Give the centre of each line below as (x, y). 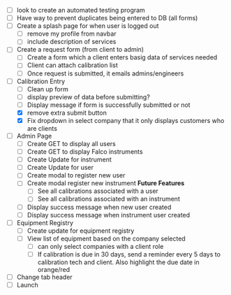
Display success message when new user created (99, 207)
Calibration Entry (41, 81)
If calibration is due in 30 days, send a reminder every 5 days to (129, 254)
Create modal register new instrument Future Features (106, 183)
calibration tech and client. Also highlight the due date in (118, 262)
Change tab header (44, 277)
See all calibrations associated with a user (98, 191)
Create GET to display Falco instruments (85, 152)
